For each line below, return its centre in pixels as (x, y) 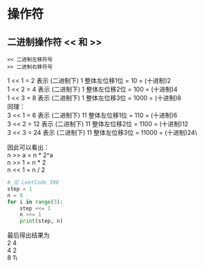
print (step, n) (41, 221)
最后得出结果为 (28, 235)
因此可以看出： (28, 147)
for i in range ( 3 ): (35, 202)
